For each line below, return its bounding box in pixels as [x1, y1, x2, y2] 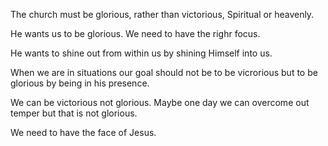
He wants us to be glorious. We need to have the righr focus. [10, 28, 261, 39]
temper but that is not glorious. [10, 107, 138, 119]
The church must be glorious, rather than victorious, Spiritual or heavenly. [10, 9, 315, 20]
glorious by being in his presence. [10, 77, 150, 89]
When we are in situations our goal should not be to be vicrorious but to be [10, 67, 318, 78]
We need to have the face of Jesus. [10, 127, 157, 138]
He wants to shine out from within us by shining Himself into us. [10, 47, 273, 59]
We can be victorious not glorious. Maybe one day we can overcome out [10, 97, 310, 108]
